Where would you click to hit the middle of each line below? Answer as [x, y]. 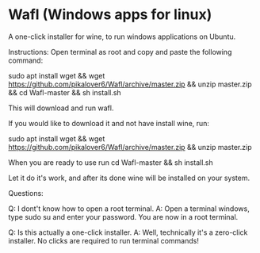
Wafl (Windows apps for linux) [110, 15]
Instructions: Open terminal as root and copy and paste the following [120, 52]
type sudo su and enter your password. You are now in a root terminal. [123, 217]
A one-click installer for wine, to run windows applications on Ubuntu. [122, 36]
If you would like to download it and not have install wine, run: [109, 123]
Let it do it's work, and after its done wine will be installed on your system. [129, 178]
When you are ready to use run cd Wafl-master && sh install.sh [111, 162]
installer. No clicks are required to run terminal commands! [104, 240]
